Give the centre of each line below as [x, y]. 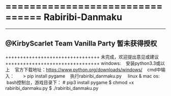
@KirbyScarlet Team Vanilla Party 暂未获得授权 [81, 44]
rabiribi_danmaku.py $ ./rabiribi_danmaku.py [52, 88]
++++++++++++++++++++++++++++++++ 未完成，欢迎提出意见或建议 [82, 57]
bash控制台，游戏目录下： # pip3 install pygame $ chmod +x [70, 82]
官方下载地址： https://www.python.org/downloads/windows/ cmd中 [88, 69]
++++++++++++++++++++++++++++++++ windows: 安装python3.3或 [83, 63]
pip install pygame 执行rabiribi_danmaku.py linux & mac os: [93, 76]
